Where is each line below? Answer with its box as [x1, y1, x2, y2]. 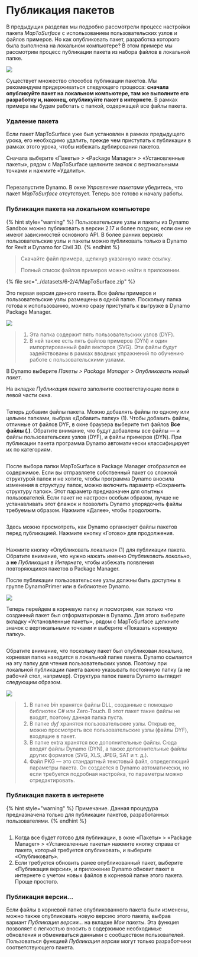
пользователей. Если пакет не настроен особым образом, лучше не [6, 494, 179, 501]
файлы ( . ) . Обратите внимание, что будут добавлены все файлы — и [6, 427, 180, 434]
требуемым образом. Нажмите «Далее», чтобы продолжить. [6, 507, 161, 514]
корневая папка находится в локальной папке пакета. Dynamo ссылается [6, 653, 193, 660]
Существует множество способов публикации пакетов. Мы [6, 77, 157, 84]
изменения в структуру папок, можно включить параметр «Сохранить [6, 481, 186, 488]
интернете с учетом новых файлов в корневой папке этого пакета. [14, 871, 184, 879]
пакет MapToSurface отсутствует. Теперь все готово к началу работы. [6, 190, 184, 197]
